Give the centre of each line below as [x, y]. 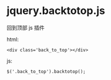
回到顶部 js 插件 [26, 27]
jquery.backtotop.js [56, 11]
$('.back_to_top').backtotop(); [46, 71]
